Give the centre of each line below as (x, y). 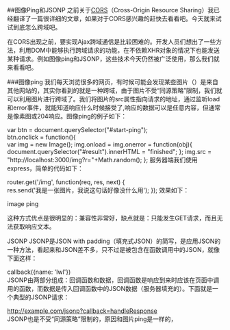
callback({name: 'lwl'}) (39, 272)
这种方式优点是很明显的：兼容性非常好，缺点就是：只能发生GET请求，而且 (112, 218)
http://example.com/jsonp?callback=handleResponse (82, 311)
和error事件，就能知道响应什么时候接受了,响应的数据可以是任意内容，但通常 (114, 107)
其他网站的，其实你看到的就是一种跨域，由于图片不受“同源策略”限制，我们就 (115, 90)
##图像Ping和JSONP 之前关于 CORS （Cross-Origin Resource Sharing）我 (111, 10)
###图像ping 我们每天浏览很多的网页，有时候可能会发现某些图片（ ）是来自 (113, 82)
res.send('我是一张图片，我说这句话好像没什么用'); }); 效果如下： (98, 190)
